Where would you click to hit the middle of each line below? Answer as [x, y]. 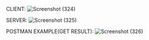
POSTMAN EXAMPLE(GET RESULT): [50, 31]
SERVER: [17, 20]
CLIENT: [16, 9]
